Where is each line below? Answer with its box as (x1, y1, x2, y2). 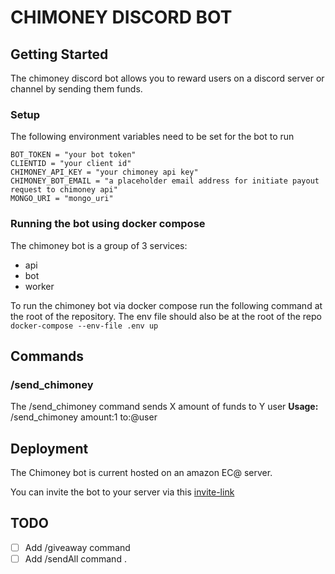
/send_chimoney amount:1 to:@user (10, 411, 158, 423)
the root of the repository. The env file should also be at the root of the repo (10, 310, 322, 322)
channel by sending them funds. (10, 83, 143, 95)
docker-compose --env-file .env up (10, 321, 159, 331)
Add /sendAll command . (24, 552, 127, 565)
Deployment (10, 440, 89, 457)
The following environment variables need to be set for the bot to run (10, 131, 295, 143)
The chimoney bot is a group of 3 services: (10, 239, 188, 251)
